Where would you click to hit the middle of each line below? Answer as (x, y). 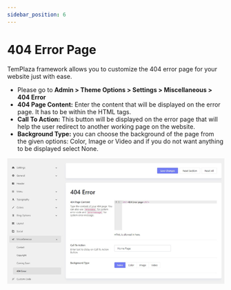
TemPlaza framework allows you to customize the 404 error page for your (112, 69)
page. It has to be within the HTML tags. (74, 111)
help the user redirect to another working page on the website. (106, 126)
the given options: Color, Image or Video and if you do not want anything (120, 141)
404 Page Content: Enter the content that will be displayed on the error (119, 105)
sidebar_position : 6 (37, 15)
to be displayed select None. (58, 148)
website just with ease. (40, 76)
